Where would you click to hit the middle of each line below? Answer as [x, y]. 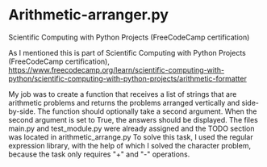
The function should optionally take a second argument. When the [147, 111]
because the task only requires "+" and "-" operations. [99, 154]
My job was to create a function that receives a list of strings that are [123, 94]
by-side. [22, 111]
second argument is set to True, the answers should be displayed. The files [133, 119]
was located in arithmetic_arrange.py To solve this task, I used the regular [131, 137]
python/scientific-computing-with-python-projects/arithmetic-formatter [128, 78]
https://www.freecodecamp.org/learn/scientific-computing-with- [116, 69]
